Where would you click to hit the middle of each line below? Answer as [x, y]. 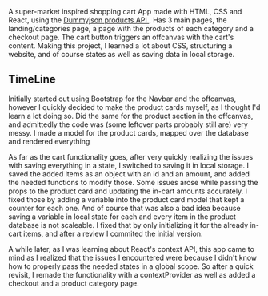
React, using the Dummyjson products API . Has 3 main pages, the [118, 20]
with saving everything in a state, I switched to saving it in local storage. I [129, 165]
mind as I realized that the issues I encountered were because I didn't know [133, 257]
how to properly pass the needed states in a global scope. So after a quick [131, 266]
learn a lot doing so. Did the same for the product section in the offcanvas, [131, 116]
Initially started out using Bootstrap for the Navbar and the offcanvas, [122, 99]
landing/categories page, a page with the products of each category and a [131, 28]
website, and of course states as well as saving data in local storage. [122, 54]
